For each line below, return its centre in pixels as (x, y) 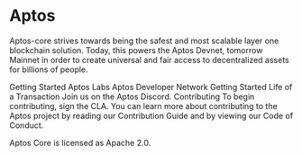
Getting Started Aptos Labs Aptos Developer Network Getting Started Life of (151, 87)
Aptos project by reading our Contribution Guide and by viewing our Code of (151, 115)
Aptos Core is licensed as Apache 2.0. (80, 143)
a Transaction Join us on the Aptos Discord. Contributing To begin (132, 97)
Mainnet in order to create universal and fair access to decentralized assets (150, 60)
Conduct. (27, 125)
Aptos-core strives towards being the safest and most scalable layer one (144, 41)
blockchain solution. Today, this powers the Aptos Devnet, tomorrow (136, 50)
